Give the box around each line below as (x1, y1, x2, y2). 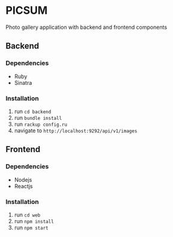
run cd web (14, 211, 41, 218)
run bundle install (14, 114, 62, 121)
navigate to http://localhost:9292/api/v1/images (14, 127, 138, 134)
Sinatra (14, 79, 32, 86)
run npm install (14, 217, 54, 224)
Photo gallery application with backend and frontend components (5, 23, 168, 31)
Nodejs (14, 176, 32, 183)
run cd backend (14, 108, 51, 115)
